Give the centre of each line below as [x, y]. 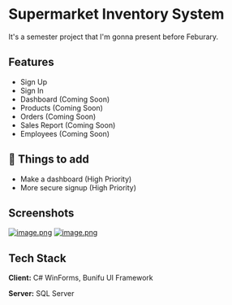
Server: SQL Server [41, 294]
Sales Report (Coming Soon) [68, 125]
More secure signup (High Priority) [78, 187]
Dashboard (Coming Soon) [65, 99]
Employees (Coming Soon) [65, 133]
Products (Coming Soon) [62, 107]
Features [31, 62]
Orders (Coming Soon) [58, 116]
